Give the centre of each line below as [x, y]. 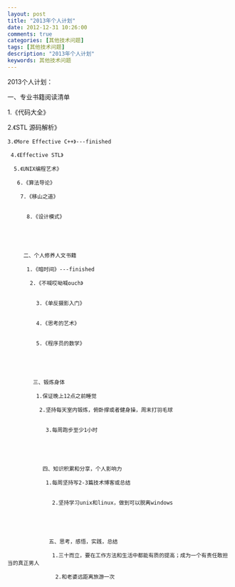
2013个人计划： [30, 81]
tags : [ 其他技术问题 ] [36, 47]
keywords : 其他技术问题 [39, 61]
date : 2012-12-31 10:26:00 [47, 27]
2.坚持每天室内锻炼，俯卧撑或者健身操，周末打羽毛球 [106, 410]
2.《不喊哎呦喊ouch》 [56, 283]
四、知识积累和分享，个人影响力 [82, 468]
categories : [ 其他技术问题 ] [46, 41]
